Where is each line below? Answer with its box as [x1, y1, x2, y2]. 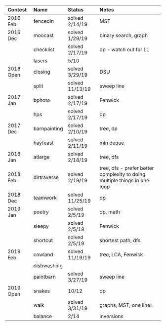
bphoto [33, 97, 50, 103]
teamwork [33, 195, 57, 201]
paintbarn [33, 274, 56, 280]
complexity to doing [99, 171, 146, 177]
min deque [99, 139, 124, 146]
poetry [33, 208, 49, 215]
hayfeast [33, 139, 54, 146]
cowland [33, 251, 53, 258]
